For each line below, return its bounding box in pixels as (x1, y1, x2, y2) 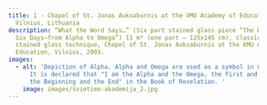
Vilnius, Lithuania (15, 19, 80, 27)
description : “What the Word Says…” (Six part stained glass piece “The (8, 26, 254, 34)
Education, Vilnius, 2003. (15, 48, 105, 56)
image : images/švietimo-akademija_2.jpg (22, 84, 158, 93)
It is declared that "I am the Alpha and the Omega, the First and (29, 70, 258, 78)
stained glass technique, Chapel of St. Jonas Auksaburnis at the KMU (15, 41, 254, 49)
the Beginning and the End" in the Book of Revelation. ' (29, 77, 226, 85)
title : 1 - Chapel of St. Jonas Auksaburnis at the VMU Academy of (8, 11, 237, 20)
